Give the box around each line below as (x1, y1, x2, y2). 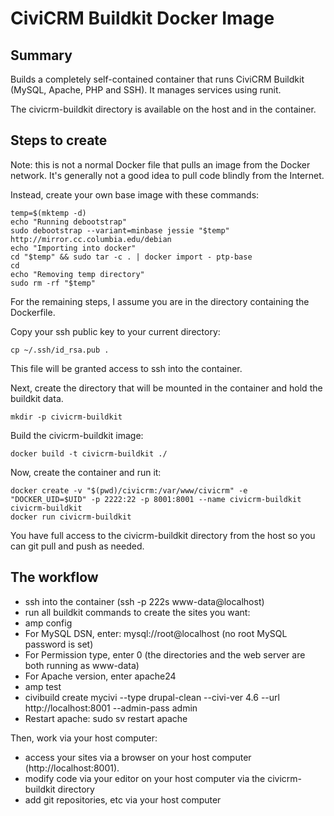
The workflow (10, 569, 99, 586)
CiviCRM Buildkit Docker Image (10, 7, 275, 30)
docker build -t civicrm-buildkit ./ (10, 448, 168, 459)
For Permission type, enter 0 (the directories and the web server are (24, 648, 306, 661)
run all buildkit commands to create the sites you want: (24, 606, 251, 618)
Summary (10, 47, 73, 64)
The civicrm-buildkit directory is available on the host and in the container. (10, 103, 317, 115)
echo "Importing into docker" (10, 243, 137, 253)
